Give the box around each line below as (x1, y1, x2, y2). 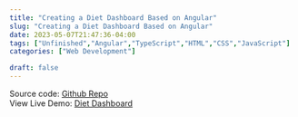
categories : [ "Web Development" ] (9, 47, 136, 56)
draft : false (9, 63, 59, 73)
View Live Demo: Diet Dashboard (9, 98, 134, 109)
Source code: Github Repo (9, 88, 109, 99)
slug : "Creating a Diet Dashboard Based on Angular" (9, 22, 214, 31)
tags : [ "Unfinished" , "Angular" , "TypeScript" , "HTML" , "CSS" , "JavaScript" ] (9, 38, 291, 48)
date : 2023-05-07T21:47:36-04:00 (9, 30, 136, 39)
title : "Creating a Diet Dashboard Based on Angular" (9, 13, 218, 23)
